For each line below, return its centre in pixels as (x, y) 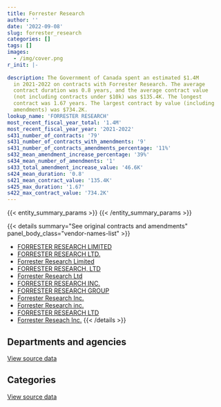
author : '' (23, 20)
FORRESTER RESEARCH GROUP (63, 291)
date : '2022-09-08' (35, 26)
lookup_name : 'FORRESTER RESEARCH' (58, 116)
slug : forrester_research (44, 33)
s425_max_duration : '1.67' (46, 187)
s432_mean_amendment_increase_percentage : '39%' (78, 155)
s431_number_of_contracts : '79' (54, 135)
